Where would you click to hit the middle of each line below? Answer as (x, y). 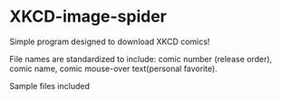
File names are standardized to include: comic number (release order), (141, 59)
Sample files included (50, 86)
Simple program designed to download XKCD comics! (110, 41)
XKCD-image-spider (88, 17)
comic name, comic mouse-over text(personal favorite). (113, 68)
